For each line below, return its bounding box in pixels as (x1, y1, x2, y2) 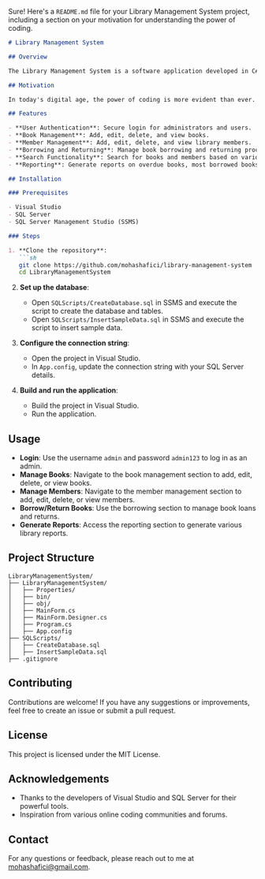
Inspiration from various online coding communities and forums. (19, 810, 228, 819)
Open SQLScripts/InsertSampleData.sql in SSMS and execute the (31, 315, 244, 324)
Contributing (8, 676, 73, 690)
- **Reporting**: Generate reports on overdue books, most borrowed (8, 161, 238, 169)
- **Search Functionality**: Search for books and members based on (8, 153, 238, 161)
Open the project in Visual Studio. (31, 354, 141, 363)
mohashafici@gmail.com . (8, 862, 91, 872)
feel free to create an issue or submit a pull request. (8, 706, 176, 715)
